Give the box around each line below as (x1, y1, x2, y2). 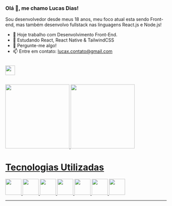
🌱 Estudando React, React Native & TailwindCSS (12, 37, 114, 43)
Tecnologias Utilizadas (5, 161, 104, 173)
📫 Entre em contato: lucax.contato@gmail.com (12, 48, 113, 54)
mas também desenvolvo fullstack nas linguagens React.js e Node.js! (15, 22, 162, 28)
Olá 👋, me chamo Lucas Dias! (5, 5, 79, 12)
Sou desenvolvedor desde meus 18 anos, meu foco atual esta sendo (5, 16, 149, 23)
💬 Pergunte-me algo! (12, 43, 57, 49)
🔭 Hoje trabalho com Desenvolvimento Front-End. (12, 32, 118, 38)
